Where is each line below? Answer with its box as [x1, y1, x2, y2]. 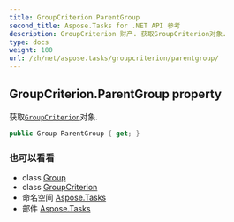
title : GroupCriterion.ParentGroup [9, 12, 140, 22]
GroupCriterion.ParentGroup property [9, 87, 223, 102]
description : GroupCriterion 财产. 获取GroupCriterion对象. [9, 29, 227, 38]
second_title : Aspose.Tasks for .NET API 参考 [9, 21, 181, 30]
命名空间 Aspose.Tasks [21, 192, 107, 203]
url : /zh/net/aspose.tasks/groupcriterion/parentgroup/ [9, 54, 219, 63]
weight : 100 [9, 46, 53, 55]
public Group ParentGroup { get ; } [9, 129, 140, 138]
